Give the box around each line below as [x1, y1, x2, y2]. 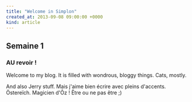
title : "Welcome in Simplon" [6, 8, 77, 15]
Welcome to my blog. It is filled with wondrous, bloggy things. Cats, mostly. [6, 72, 187, 79]
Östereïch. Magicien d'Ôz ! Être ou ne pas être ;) [6, 89, 123, 96]
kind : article [6, 19, 41, 25]
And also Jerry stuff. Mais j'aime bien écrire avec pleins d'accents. [6, 83, 166, 90]
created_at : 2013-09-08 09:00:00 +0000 [6, 14, 103, 20]
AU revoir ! [6, 58, 37, 66]
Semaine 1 [6, 41, 44, 51]
